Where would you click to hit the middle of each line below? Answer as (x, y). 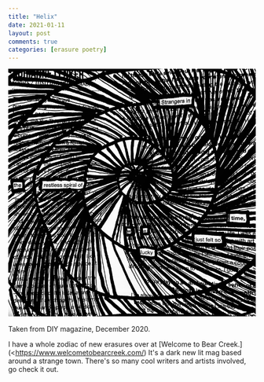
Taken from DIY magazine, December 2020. (79, 329)
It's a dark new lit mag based (195, 353)
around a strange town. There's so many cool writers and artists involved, (127, 361)
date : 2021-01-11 (37, 25)
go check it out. (33, 369)
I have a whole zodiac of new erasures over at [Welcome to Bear (113, 344)
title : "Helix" (33, 17)
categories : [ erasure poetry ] (58, 50)
